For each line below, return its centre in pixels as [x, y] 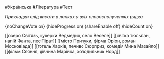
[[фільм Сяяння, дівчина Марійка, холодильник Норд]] [62, 51]
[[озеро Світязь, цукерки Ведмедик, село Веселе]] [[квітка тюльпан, [78, 36]
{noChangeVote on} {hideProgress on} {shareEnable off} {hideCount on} [79, 26]
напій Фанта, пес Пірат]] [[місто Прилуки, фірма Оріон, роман [70, 41]
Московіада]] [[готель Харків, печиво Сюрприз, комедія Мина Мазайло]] [82, 46]
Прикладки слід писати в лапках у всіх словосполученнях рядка [74, 16]
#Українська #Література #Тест [39, 7]
